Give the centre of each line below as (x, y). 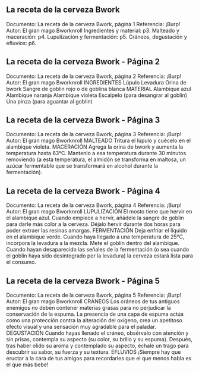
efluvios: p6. (21, 43)
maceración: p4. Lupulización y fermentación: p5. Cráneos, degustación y (97, 37)
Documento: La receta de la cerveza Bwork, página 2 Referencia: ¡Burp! (94, 76)
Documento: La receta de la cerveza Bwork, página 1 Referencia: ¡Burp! (93, 24)
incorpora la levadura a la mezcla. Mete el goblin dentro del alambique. (93, 243)
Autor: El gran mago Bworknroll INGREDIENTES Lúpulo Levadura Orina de (96, 82)
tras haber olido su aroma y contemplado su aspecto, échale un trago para (97, 346)
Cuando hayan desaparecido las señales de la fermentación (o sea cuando (98, 250)
